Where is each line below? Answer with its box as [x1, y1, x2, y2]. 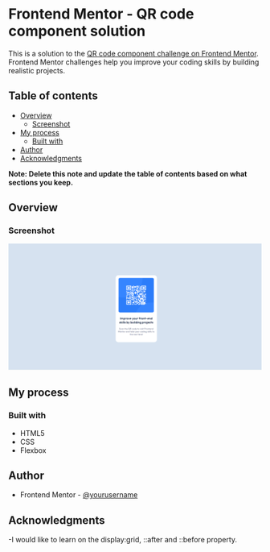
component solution [8, 22, 146, 40]
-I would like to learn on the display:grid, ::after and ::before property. [8, 535, 238, 545]
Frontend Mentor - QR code [8, 5, 194, 23]
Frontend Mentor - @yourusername [19, 490, 138, 500]
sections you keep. [8, 177, 74, 187]
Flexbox [19, 445, 47, 455]
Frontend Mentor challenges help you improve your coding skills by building [8, 57, 260, 67]
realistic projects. [8, 65, 66, 75]
